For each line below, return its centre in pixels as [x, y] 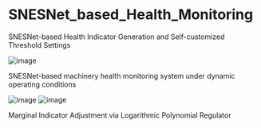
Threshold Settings [40, 45]
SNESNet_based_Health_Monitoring [131, 15]
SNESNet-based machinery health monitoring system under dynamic [122, 76]
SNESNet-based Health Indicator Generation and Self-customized [117, 37]
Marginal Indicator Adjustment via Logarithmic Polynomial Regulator [120, 115]
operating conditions [42, 84]
